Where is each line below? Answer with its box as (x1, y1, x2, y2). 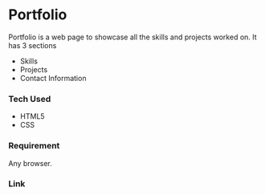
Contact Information (19, 73, 87, 83)
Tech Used (8, 93, 51, 104)
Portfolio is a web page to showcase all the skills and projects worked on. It (8, 32, 257, 42)
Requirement (8, 140, 60, 152)
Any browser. (8, 158, 52, 168)
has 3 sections (8, 40, 57, 50)
